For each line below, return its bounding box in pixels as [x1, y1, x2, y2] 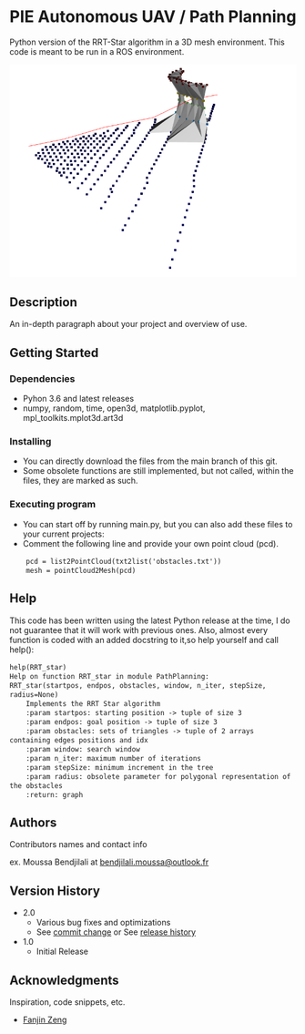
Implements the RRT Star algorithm [25, 699, 161, 708]
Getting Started [9, 344, 99, 361]
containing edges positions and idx [9, 735, 148, 744]
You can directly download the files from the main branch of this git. [22, 456, 278, 466]
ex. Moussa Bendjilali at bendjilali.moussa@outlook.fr [9, 856, 209, 867]
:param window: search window [25, 744, 141, 753]
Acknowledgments [9, 972, 120, 988]
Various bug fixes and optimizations [36, 917, 171, 928]
